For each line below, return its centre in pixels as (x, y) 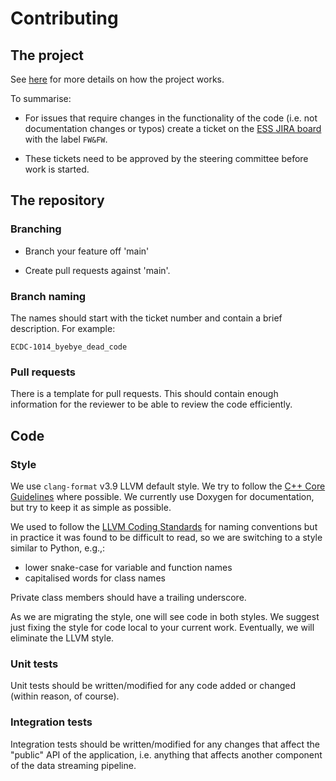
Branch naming (48, 296)
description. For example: (63, 328)
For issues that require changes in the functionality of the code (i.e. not (171, 118)
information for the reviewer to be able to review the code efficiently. (151, 404)
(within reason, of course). (65, 696)
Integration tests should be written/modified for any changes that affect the (165, 744)
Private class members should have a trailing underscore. (128, 597)
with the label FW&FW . (66, 139)
